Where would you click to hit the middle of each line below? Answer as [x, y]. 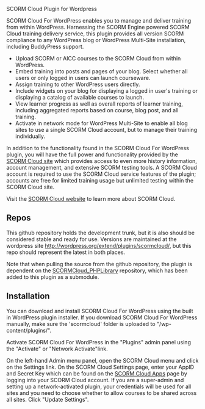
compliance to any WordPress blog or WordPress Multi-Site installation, [96, 40]
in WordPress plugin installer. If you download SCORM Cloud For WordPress [102, 317]
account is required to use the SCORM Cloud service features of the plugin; [101, 174]
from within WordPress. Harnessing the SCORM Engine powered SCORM [98, 27]
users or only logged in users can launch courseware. [83, 78]
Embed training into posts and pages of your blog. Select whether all [101, 71]
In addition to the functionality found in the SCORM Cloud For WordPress [98, 148]
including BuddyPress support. [45, 46]
